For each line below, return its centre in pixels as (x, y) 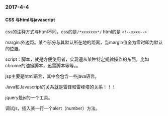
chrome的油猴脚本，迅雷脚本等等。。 (43, 66)
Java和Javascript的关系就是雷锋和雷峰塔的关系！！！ (61, 87)
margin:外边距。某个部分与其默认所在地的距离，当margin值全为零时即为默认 (84, 42)
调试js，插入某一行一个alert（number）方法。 (53, 108)
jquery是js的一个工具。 (29, 98)
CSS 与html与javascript (30, 20)
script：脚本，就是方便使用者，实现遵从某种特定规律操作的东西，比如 (77, 59)
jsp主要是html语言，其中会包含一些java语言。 (52, 76)
